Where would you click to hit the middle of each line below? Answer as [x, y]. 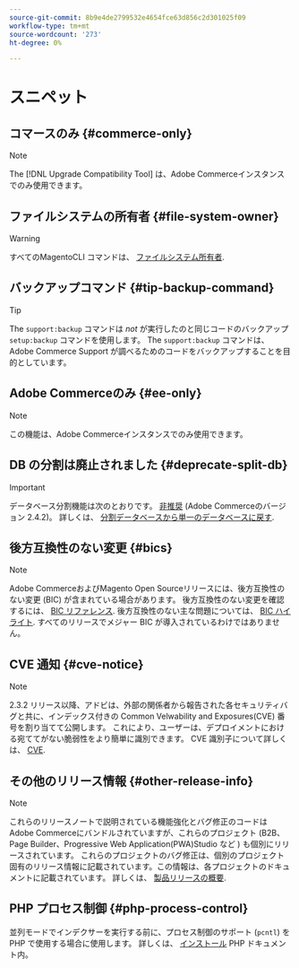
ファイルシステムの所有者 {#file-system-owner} [144, 216]
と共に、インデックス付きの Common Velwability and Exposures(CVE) [146, 716]
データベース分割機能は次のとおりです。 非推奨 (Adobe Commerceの [136, 506]
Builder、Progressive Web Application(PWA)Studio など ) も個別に [152, 843]
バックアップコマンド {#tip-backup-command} [142, 288]
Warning [25, 239]
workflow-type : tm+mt [50, 26]
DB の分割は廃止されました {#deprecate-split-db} [149, 465]
